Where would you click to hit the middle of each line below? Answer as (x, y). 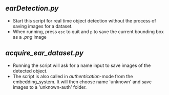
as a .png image (30, 37)
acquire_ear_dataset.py (44, 53)
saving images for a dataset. (43, 26)
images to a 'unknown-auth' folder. (50, 87)
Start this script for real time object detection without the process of (84, 20)
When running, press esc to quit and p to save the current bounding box (88, 31)
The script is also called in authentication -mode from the (73, 76)
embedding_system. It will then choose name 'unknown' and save (82, 82)
